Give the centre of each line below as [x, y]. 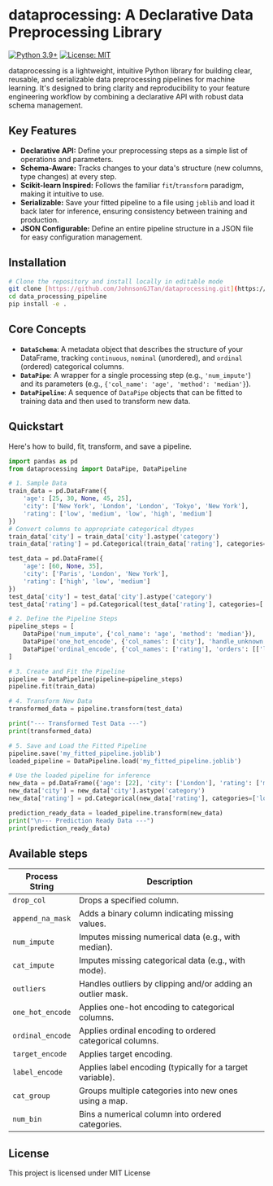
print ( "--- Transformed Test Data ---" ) [78, 724]
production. [39, 220]
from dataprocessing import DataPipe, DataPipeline [97, 469]
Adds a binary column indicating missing [156, 914]
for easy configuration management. [81, 237]
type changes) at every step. [68, 176]
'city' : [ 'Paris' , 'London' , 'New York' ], [96, 574]
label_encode [38, 1072]
